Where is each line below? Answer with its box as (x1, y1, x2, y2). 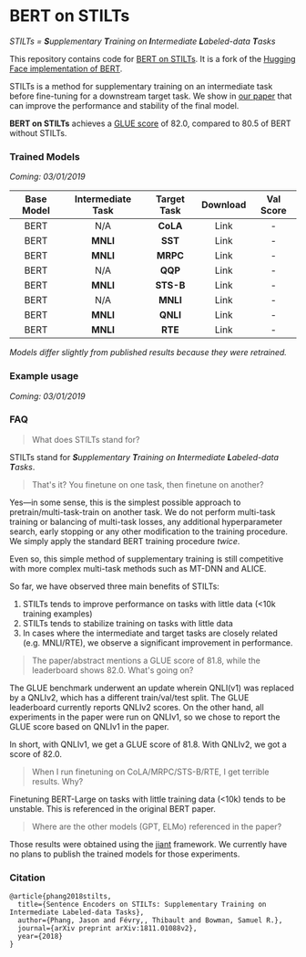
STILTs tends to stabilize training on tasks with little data (22, 617, 234, 628)
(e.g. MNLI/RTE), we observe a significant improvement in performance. (22, 636, 293, 648)
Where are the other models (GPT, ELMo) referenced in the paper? (31, 821, 282, 832)
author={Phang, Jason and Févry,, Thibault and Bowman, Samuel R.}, (17, 916, 283, 925)
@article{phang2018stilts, (9, 892, 112, 901)
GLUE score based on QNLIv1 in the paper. (9, 720, 170, 731)
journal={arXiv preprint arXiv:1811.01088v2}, (17, 924, 198, 933)
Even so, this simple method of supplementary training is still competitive (9, 553, 284, 564)
